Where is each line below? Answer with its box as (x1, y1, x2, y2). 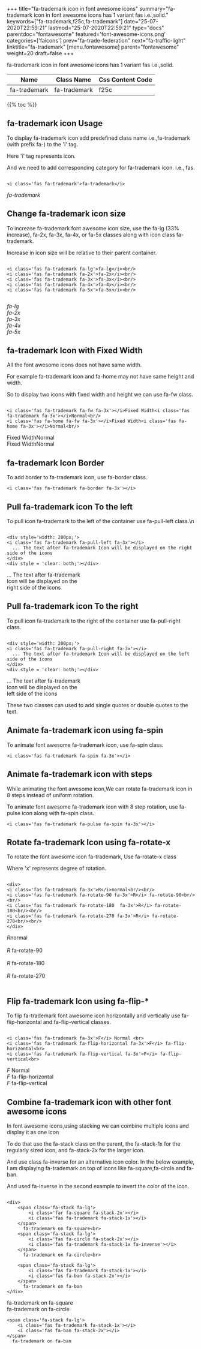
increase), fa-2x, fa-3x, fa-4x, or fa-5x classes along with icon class (7, 231, 175, 238)
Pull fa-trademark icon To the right (7, 601, 139, 611)
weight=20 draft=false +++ (7, 50, 74, 56)
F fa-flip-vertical (7, 1080, 47, 1087)
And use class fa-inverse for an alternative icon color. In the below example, (7, 1158, 195, 1165)
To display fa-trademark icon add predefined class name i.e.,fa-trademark (7, 134, 191, 142)
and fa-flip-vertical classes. (43, 1018, 112, 1026)
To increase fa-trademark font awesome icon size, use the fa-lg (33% (7, 224, 179, 232)
